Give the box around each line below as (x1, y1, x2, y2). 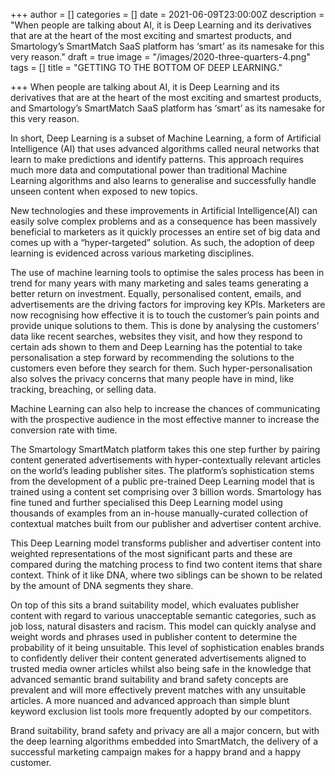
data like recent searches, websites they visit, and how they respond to (10, 330, 303, 342)
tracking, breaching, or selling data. (10, 384, 157, 395)
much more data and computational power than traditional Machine (10, 164, 288, 176)
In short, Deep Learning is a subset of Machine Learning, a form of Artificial (10, 132, 322, 144)
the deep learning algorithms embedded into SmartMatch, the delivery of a (10, 735, 319, 747)
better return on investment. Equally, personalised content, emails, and (10, 288, 302, 299)
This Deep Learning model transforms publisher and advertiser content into (10, 537, 322, 549)
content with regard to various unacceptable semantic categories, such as (10, 610, 317, 621)
